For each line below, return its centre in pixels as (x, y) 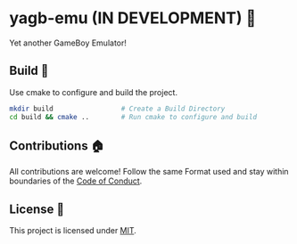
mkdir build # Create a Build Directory (117, 109)
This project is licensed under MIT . (73, 231)
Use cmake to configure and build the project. (94, 92)
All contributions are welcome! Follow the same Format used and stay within (149, 172)
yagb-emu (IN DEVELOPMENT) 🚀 (133, 18)
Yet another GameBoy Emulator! (68, 43)
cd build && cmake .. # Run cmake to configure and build (133, 117)
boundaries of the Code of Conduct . (76, 181)
